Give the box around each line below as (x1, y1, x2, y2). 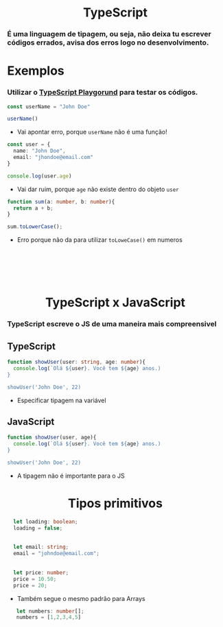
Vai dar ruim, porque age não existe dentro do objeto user (16, 185, 180, 193)
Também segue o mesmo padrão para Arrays (16, 594, 145, 602)
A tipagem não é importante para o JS (16, 471, 125, 480)
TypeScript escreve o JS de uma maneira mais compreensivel (7, 319, 217, 329)
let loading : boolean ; (13, 518, 78, 525)
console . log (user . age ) (7, 173, 72, 180)
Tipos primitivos (67, 495, 163, 511)
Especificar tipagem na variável (16, 396, 106, 404)
